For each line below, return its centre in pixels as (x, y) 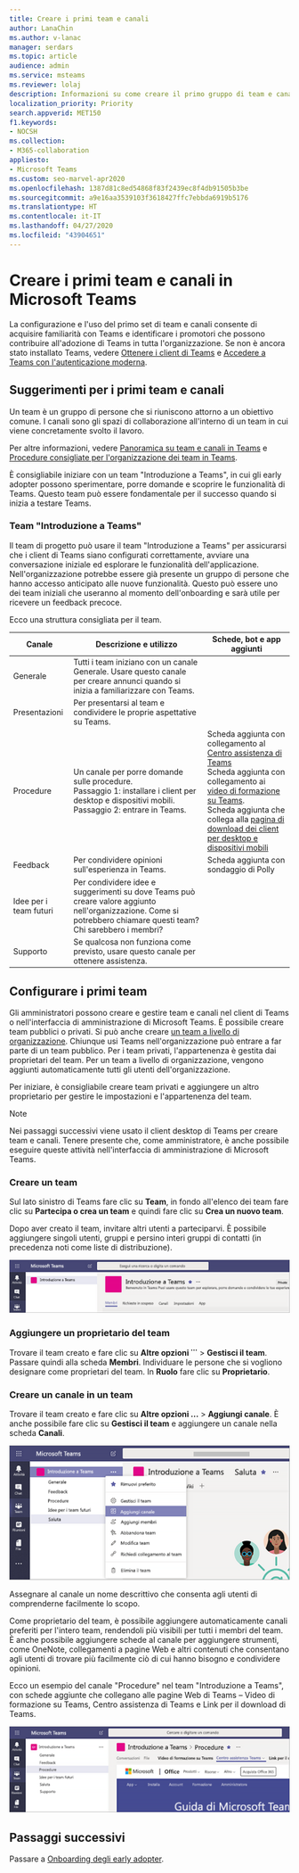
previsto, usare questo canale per (134, 951)
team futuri (33, 911)
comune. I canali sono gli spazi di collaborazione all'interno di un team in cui (149, 421)
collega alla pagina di (246, 820)
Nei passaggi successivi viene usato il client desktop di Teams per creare (144, 1131)
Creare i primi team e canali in (121, 280)
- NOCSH (24, 132)
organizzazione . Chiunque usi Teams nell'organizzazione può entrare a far (145, 1041)
